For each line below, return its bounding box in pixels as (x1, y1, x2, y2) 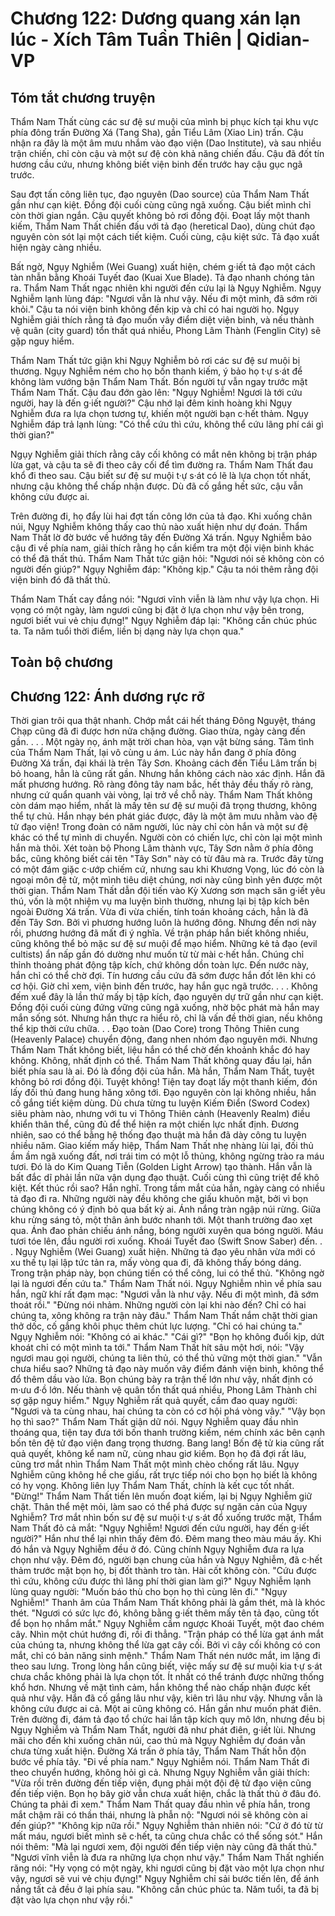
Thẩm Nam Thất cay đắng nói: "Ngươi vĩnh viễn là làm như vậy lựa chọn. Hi (10, 593, 320, 605)
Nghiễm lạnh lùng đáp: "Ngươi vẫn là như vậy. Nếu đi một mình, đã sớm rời (10, 293, 318, 304)
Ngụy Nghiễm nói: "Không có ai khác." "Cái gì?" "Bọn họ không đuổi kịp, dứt (10, 1331, 325, 1343)
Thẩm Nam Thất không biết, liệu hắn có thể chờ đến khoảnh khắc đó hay (10, 1044, 311, 1056)
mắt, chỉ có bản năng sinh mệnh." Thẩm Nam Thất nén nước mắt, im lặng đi (10, 1650, 321, 1662)
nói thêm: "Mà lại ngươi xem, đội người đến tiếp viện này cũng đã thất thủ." (10, 1841, 318, 1853)
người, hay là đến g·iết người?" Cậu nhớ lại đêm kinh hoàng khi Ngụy (10, 397, 293, 409)
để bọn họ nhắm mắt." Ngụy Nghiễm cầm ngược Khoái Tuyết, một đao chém (10, 1618, 325, 1630)
